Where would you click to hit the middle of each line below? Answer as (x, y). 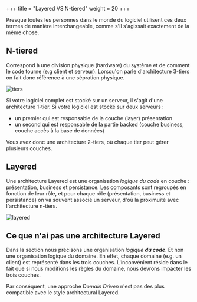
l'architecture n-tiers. (32, 206)
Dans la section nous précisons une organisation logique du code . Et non (95, 250)
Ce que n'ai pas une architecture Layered (83, 236)
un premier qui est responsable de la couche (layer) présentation (93, 118)
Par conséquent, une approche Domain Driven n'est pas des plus (86, 286)
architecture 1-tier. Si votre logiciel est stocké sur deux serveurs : (85, 107)
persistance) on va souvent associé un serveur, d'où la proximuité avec (93, 200)
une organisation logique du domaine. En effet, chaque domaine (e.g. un (94, 256)
